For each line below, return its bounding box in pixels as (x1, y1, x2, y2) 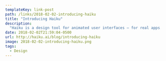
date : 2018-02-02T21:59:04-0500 (5, 30, 72, 35)
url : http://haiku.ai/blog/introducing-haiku (5, 35, 100, 40)
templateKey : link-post (5, 7, 54, 12)
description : (5, 21, 32, 26)
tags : (5, 44, 16, 49)
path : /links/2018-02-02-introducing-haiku (5, 12, 96, 17)
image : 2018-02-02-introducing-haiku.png (5, 39, 92, 44)
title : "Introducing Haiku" (5, 16, 63, 21)
